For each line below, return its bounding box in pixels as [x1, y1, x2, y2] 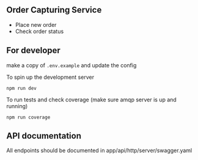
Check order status [15, 27, 64, 35]
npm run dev [6, 85, 37, 91]
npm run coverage [6, 114, 51, 120]
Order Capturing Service [6, 5, 102, 15]
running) [6, 102, 28, 109]
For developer [6, 45, 61, 56]
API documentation [6, 131, 81, 141]
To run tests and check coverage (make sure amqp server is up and [6, 96, 177, 103]
